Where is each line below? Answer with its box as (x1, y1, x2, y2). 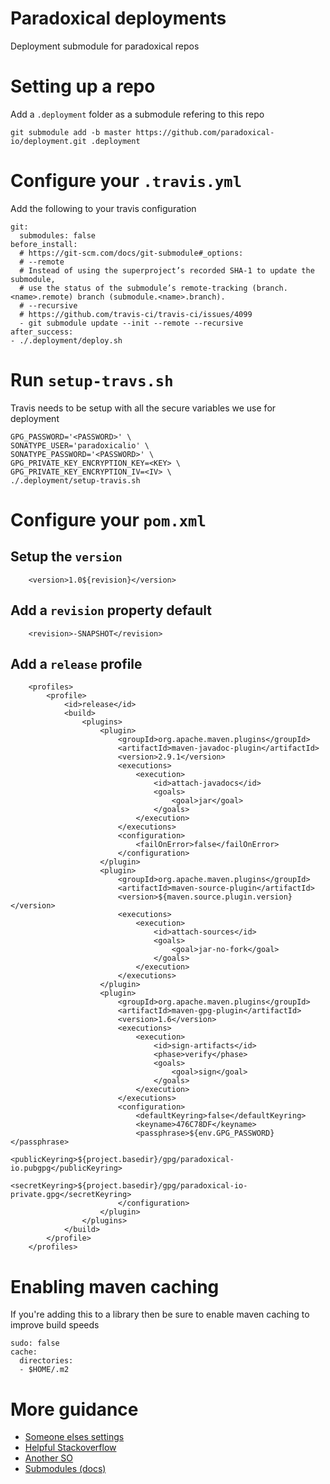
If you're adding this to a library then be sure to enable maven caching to (10, 1308, 310, 1321)
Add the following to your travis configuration (10, 202, 197, 214)
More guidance (10, 1398, 139, 1421)
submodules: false (19, 230, 97, 241)
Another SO (24, 1452, 74, 1464)
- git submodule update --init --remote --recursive (19, 318, 244, 328)
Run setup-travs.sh (10, 369, 174, 391)
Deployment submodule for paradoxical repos (10, 40, 200, 52)
